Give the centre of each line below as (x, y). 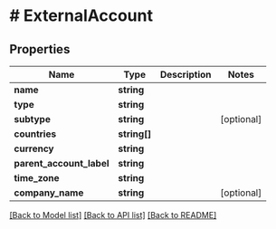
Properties (40, 49)
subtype (33, 119)
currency (34, 148)
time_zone (37, 178)
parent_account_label (62, 163)
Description (186, 75)
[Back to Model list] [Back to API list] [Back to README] (113, 215)
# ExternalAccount (81, 16)
